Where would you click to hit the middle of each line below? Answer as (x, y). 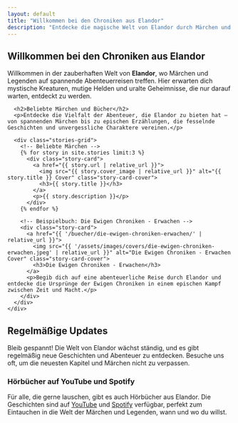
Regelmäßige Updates (58, 331)
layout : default (31, 14)
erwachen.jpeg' (30, 253)
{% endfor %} (40, 209)
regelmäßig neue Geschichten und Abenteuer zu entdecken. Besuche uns (116, 355)
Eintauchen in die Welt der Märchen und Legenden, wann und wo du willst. (117, 412)
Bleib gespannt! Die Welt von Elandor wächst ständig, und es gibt (103, 348)
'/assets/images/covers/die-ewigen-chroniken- (145, 247)
